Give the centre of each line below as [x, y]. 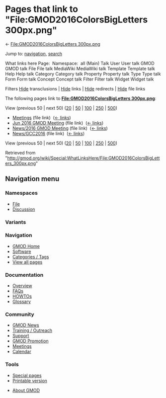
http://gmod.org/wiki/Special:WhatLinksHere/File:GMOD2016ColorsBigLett [83, 158]
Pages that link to [42, 9]
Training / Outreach [32, 330]
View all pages [27, 262]
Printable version [30, 381]
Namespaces [22, 193]
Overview [22, 286]
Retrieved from [20, 153]
